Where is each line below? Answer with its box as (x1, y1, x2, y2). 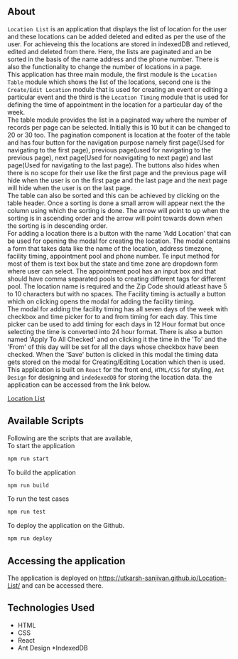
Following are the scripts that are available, (7, 434, 133, 442)
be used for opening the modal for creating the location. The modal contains (7, 237, 231, 245)
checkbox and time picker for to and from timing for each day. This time (7, 312, 217, 321)
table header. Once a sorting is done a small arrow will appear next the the (7, 199, 225, 207)
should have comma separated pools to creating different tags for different (7, 274, 226, 283)
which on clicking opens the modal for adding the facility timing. (7, 297, 195, 306)
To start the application (7, 441, 75, 450)
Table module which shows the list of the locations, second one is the (7, 78, 211, 86)
